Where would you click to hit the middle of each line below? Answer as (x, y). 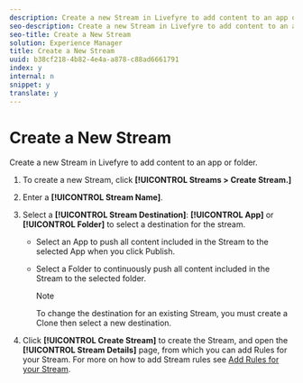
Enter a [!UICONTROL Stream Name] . (93, 197)
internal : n (32, 77)
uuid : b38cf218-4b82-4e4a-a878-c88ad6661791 (94, 59)
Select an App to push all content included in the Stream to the (152, 242)
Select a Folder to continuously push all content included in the (153, 269)
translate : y (34, 93)
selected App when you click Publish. (106, 251)
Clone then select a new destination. (104, 323)
